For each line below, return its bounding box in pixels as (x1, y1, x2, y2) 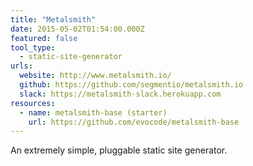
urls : (10, 61, 33, 71)
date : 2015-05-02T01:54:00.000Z (10, 24, 145, 34)
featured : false (10, 33, 78, 43)
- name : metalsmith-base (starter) (19, 107, 168, 118)
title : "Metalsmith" (10, 14, 97, 25)
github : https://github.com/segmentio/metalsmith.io (19, 80, 244, 90)
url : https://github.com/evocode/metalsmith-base (28, 117, 240, 127)
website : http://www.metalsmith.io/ (19, 71, 172, 81)
